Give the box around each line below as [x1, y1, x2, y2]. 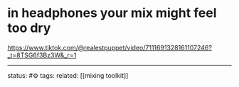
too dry [7, 20, 51, 36]
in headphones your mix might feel [7, 5, 217, 21]
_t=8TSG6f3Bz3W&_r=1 [7, 51, 77, 59]
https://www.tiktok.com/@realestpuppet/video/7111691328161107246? [7, 43, 212, 52]
